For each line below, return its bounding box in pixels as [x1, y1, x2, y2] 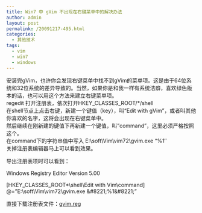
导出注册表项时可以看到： [6, 157, 70, 165]
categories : [6, 31, 36, 37]
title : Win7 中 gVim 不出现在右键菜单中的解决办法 [6, 8, 122, 15]
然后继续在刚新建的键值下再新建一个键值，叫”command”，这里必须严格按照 [6, 122, 194, 129]
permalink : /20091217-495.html [6, 25, 85, 32]
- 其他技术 [11, 37, 36, 43]
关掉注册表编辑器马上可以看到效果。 [6, 144, 96, 151]
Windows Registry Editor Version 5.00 [6, 170, 101, 177]
